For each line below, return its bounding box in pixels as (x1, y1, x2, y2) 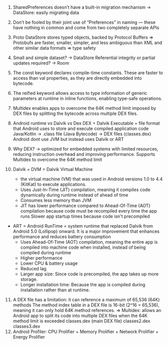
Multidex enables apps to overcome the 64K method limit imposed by (12, 105, 156, 111)
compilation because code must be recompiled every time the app (20, 208, 157, 214)
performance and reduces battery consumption (12, 234, 111, 240)
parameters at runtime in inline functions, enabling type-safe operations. (12, 95, 162, 101)
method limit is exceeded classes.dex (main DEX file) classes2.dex (12, 318, 150, 324)
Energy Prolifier (12, 334, 45, 340)
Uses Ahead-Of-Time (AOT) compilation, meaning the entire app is (20, 239, 158, 245)
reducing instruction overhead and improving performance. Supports (12, 151, 155, 157)
